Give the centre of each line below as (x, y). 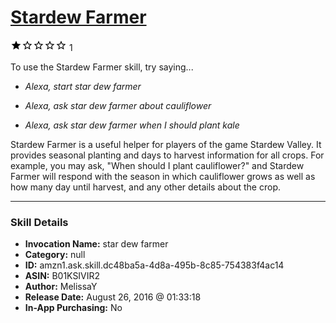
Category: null (55, 255)
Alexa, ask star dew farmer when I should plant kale (132, 125)
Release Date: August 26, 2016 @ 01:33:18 (113, 297)
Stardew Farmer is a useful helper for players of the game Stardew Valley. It (166, 144)
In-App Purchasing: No (73, 308)
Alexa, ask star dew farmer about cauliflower (118, 105)
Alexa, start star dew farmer (83, 86)
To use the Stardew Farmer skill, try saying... (102, 67)
